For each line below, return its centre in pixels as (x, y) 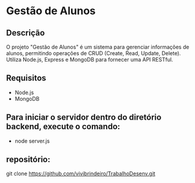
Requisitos (26, 78)
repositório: (28, 160)
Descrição (25, 33)
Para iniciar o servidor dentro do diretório (84, 118)
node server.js (32, 141)
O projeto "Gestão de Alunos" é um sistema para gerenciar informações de (98, 47)
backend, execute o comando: (63, 126)
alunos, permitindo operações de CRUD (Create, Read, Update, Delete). (94, 53)
